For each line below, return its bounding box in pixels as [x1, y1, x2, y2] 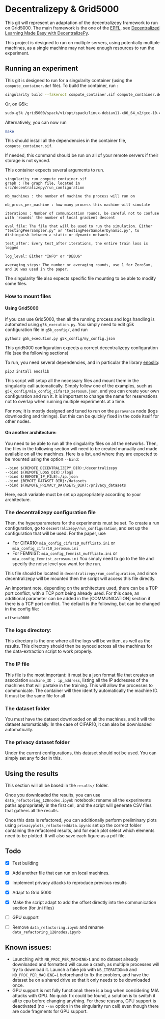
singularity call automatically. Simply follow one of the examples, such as [5, 383, 153, 388]
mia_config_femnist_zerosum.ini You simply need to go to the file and [12, 556, 154, 561]
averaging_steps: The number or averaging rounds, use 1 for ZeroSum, [5, 263, 153, 268]
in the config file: [5, 606, 39, 612]
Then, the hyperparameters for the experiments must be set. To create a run [5, 520, 160, 526]
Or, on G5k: [5, 101, 28, 107]
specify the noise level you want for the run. [12, 561, 102, 567]
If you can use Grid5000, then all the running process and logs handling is [5, 316, 155, 322]
